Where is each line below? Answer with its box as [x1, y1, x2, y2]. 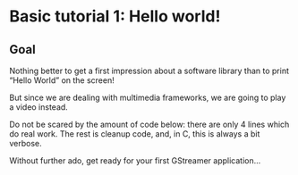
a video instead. [9, 102, 69, 112]
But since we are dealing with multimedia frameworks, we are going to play [9, 92, 286, 103]
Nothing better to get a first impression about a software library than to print [9, 65, 289, 76]
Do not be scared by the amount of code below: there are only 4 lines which [9, 119, 290, 129]
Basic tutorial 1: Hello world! [9, 6, 221, 27]
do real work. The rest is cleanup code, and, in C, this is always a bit [9, 129, 260, 139]
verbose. [9, 138, 42, 148]
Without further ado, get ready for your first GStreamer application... [9, 155, 261, 166]
